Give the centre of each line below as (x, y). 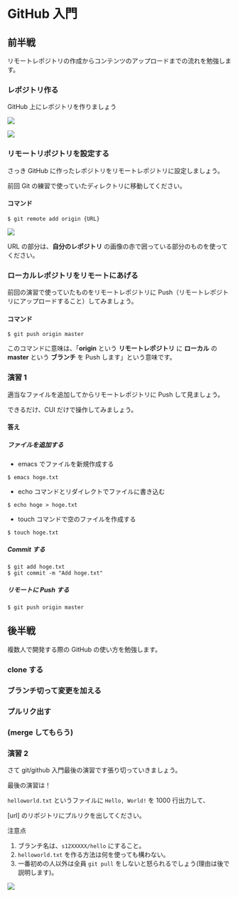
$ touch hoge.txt (33, 533)
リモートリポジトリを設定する (59, 154)
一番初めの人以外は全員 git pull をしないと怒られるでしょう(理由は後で (124, 863)
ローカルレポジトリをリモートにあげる (73, 276)
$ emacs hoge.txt (33, 478)
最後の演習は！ (29, 785)
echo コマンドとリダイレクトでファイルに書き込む (91, 492)
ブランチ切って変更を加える (54, 691)
